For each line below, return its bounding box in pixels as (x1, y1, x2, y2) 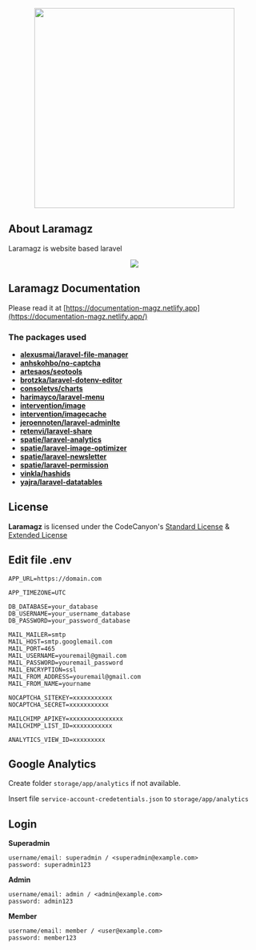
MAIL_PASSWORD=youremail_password (8, 659, 124, 667)
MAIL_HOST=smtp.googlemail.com (8, 637, 113, 646)
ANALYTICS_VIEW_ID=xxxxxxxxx (8, 736, 106, 744)
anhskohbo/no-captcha (19, 358, 102, 367)
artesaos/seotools (19, 367, 82, 376)
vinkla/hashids (19, 468, 71, 478)
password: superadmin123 (8, 861, 91, 869)
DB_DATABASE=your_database (8, 603, 98, 611)
